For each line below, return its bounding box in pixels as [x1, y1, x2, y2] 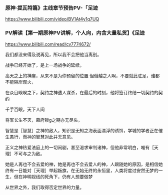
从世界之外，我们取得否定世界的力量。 [5, 184, 84, 190]
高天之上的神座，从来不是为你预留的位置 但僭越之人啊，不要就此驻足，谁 [5, 72, 155, 78]
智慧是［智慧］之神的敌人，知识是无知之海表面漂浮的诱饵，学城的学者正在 [5, 127, 158, 133]
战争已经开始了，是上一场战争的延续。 [5, 62, 84, 68]
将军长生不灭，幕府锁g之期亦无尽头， [5, 117, 82, 123]
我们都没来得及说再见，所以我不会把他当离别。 [5, 51, 101, 57]
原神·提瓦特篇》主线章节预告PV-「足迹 [5, 4, 98, 11]
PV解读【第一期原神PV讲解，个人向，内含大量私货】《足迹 [5, 29, 145, 36]
